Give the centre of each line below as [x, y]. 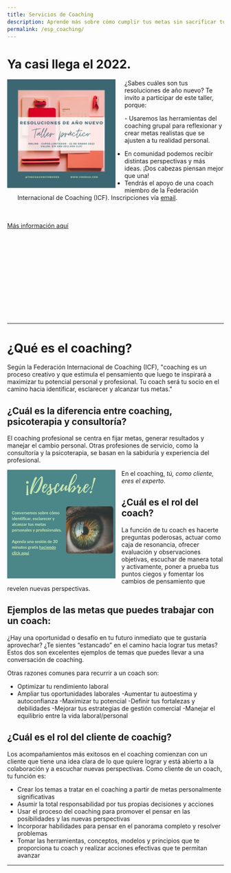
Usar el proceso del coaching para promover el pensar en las [103, 811]
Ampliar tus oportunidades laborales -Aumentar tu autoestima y [107, 694]
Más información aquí [38, 226]
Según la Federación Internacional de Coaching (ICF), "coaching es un [107, 367]
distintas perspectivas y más [165, 161]
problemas [32, 833]
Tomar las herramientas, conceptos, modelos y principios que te [108, 841]
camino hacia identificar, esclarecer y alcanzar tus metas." [90, 389]
